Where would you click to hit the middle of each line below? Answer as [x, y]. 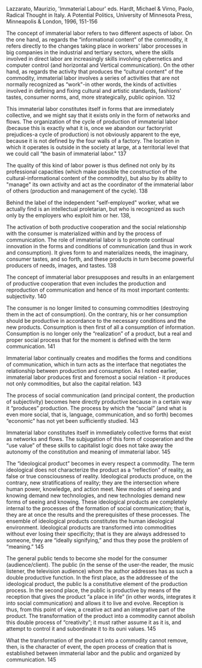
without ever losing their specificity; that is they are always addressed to [96, 534]
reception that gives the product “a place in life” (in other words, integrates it [101, 597]
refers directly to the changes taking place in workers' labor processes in [97, 46]
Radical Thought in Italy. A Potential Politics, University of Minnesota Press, [99, 15]
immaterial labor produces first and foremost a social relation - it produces [98, 377]
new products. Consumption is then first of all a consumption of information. [101, 327]
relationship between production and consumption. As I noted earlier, [92, 371]
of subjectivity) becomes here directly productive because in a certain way [99, 402]
